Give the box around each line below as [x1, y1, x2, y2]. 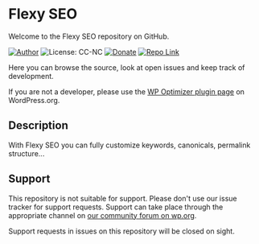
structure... [8, 148, 45, 158]
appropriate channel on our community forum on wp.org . [8, 210, 197, 220]
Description [8, 118, 68, 133]
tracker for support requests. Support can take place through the [8, 202, 224, 212]
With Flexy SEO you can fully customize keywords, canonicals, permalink [8, 140, 251, 150]
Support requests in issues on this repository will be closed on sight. [8, 226, 235, 236]
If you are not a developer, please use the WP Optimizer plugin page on [8, 86, 245, 97]
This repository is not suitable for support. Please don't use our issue [8, 193, 237, 203]
